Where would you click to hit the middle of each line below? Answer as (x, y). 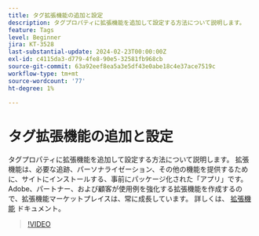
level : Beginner (35, 37)
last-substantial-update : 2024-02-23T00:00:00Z (88, 52)
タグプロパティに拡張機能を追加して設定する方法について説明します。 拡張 (129, 160)
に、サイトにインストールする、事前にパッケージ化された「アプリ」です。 (128, 179)
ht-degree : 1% (31, 88)
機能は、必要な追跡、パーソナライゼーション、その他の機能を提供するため (128, 169)
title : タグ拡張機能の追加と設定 (56, 15)
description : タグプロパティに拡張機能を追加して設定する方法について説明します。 (127, 23)
